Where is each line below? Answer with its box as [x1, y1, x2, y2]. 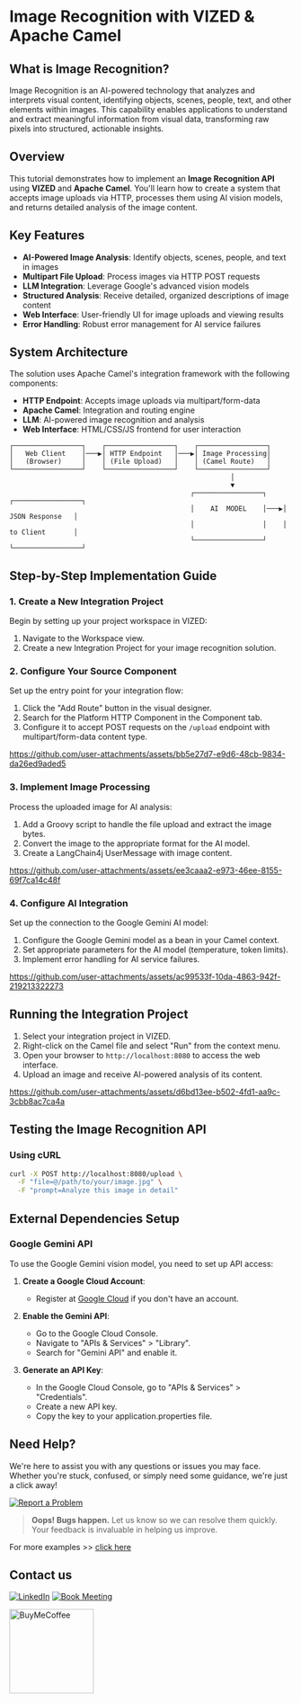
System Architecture [9, 344, 128, 361]
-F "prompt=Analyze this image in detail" [17, 1186, 179, 1195]
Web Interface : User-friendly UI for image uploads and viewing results [22, 308, 285, 320]
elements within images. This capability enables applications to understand [9, 104, 288, 114]
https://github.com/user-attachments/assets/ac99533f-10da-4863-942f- [9, 971, 281, 982]
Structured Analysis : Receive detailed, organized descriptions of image [22, 290, 289, 300]
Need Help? [9, 1437, 76, 1452]
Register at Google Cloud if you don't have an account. [35, 1293, 240, 1304]
